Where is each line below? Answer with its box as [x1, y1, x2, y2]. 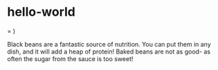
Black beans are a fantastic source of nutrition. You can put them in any [7, 40, 211, 48]
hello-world [7, 4, 76, 20]
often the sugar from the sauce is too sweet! [7, 54, 134, 62]
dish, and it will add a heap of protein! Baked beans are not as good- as [7, 47, 211, 56]
